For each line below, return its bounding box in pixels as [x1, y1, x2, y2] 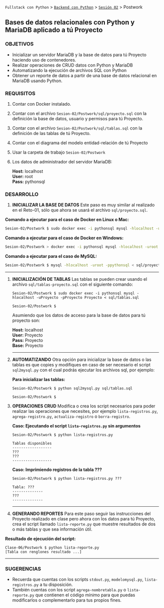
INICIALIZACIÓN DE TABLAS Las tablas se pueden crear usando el [12, 276, 147, 282]
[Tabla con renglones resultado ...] [5, 549, 82, 554]
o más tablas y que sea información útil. [12, 526, 93, 532]
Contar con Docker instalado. [12, 101, 72, 107]
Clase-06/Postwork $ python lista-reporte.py [5, 545, 99, 550]
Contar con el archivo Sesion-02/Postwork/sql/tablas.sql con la [12, 125, 143, 131]
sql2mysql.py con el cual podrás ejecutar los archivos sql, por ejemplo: [12, 367, 155, 373]
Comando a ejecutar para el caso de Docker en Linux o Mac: [5, 217, 129, 223]
